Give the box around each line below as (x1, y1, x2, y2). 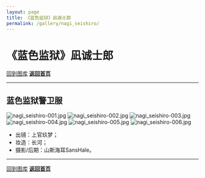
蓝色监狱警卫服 (6, 95, 63, 106)
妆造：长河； (15, 139, 48, 146)
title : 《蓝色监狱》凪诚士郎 (6, 15, 71, 21)
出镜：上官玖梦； (15, 131, 59, 138)
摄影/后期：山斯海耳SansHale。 (15, 146, 95, 154)
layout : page (6, 9, 40, 15)
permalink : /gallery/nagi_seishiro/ (6, 20, 99, 26)
